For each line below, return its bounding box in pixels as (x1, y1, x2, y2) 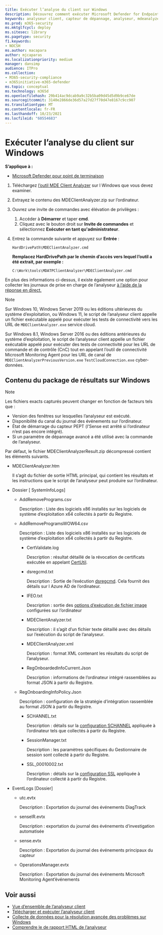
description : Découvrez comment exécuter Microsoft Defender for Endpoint (5, 12, 160, 17)
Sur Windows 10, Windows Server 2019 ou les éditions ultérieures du (5, 306, 143, 312)
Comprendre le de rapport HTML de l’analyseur (12, 924, 107, 930)
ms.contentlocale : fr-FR (5, 107, 55, 112)
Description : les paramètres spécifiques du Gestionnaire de (26, 747, 147, 753)
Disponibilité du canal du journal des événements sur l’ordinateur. (12, 418, 143, 424)
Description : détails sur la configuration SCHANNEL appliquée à (26, 722, 156, 729)
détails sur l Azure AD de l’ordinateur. (26, 584, 101, 589)
